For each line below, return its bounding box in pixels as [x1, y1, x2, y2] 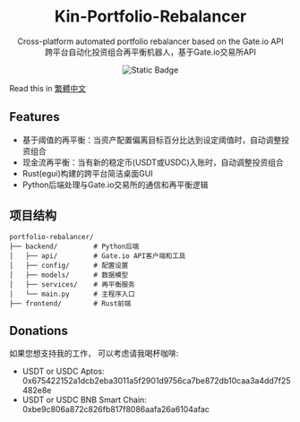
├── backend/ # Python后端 [9, 242, 140, 251]
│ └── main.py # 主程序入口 [9, 289, 136, 298]
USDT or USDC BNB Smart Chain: [21, 394, 148, 405]
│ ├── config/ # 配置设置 [9, 261, 129, 270]
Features [9, 109, 60, 125]
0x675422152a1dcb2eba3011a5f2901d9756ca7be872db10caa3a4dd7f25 [21, 375, 291, 386]
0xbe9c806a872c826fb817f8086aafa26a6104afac [21, 404, 210, 415]
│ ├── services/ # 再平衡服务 [9, 280, 136, 289]
